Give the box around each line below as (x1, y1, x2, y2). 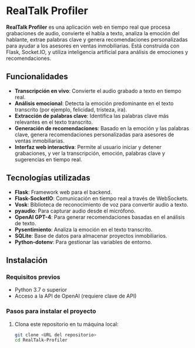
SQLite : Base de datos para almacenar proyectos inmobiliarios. (14, 232, 167, 239)
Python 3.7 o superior (14, 286, 68, 293)
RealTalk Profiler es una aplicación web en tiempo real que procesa (6, 23, 170, 31)
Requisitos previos (6, 273, 60, 281)
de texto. (14, 219, 36, 227)
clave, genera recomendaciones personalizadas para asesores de (14, 131, 174, 138)
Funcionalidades (6, 72, 69, 82)
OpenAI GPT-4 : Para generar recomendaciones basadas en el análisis (14, 213, 185, 221)
